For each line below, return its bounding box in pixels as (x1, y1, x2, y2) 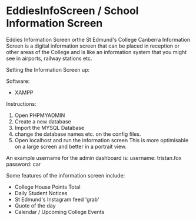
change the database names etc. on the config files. (14, 130, 141, 138)
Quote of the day (14, 202, 56, 209)
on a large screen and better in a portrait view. (14, 143, 127, 150)
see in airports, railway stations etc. (6, 55, 92, 62)
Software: (6, 78, 30, 85)
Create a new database (14, 118, 72, 125)
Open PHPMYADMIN (14, 112, 65, 119)
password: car (6, 160, 41, 168)
